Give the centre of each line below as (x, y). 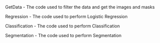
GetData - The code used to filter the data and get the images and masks (80, 7)
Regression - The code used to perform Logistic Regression (66, 16)
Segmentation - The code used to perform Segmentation (63, 35)
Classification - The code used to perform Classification (63, 26)
